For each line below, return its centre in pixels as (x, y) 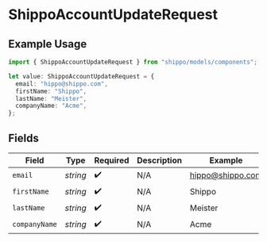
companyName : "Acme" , (51, 106)
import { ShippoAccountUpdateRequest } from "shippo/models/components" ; (133, 62)
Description (160, 160)
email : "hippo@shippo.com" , (62, 84)
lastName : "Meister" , (51, 98)
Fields (24, 138)
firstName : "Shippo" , (51, 91)
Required (112, 160)
